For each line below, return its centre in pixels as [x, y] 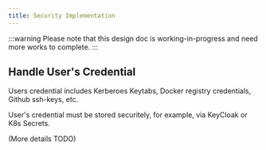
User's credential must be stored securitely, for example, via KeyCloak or [128, 115]
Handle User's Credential [72, 72]
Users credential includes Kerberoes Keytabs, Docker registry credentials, [130, 91]
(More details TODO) [42, 139]
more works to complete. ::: [53, 47]
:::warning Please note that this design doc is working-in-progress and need [133, 38]
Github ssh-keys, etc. [43, 100]
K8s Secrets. [29, 124]
